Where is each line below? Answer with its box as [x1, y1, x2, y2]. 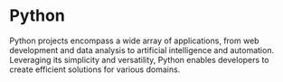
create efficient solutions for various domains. [9, 64, 181, 75]
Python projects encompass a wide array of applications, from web [9, 35, 259, 46]
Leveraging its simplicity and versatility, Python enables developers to [9, 54, 269, 65]
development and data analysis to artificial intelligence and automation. [9, 44, 274, 55]
